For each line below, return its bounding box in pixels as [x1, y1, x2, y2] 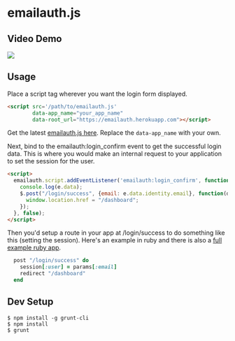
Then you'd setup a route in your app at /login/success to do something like [7, 228, 225, 237]
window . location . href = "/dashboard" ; [25, 196, 139, 203]
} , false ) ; [13, 210, 45, 217]
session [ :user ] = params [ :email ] [20, 263, 117, 270]
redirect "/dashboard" [20, 270, 86, 277]
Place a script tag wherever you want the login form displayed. [7, 89, 187, 98]
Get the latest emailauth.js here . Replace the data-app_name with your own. [7, 129, 222, 137]
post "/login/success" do [13, 257, 90, 264]
